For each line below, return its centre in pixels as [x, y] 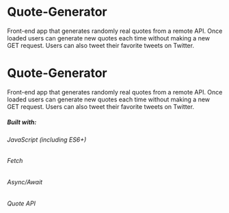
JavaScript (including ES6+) [47, 139]
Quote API [22, 203]
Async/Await [25, 182]
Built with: [22, 122]
